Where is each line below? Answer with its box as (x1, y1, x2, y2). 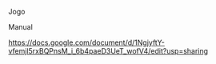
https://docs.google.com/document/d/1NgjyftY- (8, 38, 166, 47)
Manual (8, 22, 34, 31)
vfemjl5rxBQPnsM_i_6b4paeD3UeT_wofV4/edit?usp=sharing (8, 46, 209, 55)
